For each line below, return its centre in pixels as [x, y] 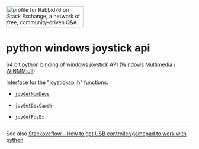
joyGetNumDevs [32, 94]
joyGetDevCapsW [33, 106]
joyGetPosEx [29, 117]
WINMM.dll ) [21, 70]
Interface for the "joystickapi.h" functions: [57, 82]
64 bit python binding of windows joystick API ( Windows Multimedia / [91, 64]
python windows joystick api [78, 48]
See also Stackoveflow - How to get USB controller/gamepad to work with [96, 134]
